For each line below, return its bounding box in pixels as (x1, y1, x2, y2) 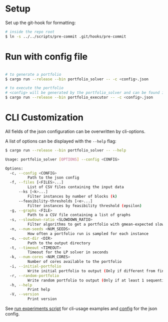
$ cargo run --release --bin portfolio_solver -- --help (5, 147, 126, 153)
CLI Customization (5, 112, 83, 123)
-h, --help (9, 282, 32, 287)
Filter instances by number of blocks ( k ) (27, 194, 117, 199)
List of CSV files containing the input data (27, 185, 124, 190)
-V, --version (9, 292, 39, 297)
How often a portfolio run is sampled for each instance (27, 231, 149, 236)
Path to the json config (27, 175, 79, 181)
